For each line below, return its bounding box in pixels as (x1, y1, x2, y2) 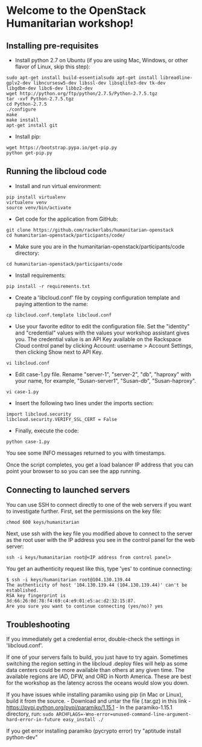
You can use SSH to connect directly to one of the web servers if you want (6, 501, 192, 508)
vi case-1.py (6, 388, 39, 395)
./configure (6, 106, 36, 113)
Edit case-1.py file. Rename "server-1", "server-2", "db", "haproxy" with (14, 370, 192, 378)
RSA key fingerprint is (6, 592, 66, 599)
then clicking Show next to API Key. (14, 348, 104, 356)
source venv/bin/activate (6, 204, 71, 210)
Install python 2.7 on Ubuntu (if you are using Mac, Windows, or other (14, 57, 188, 64)
